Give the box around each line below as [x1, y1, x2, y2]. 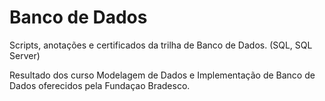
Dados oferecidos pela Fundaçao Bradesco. [9, 79, 191, 91]
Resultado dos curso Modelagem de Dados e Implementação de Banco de [9, 69, 316, 81]
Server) [9, 49, 41, 61]
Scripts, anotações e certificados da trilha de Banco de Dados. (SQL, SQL [9, 39, 313, 51]
